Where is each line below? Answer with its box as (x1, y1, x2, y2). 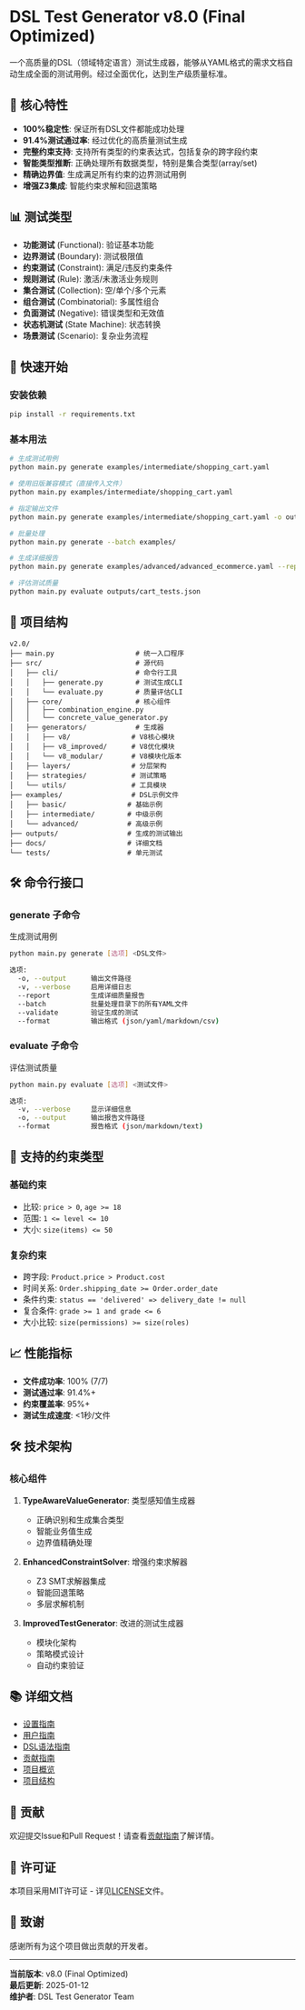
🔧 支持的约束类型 (9, 1149, 104, 1165)
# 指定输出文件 (9, 504, 59, 513)
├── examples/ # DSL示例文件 (9, 790, 180, 799)
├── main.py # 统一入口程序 (9, 648, 184, 658)
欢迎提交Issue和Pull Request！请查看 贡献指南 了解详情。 (9, 1830, 220, 1842)
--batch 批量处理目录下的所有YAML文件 (17, 999, 189, 1008)
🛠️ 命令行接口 (9, 875, 84, 891)
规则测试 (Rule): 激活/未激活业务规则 (22, 273, 159, 284)
